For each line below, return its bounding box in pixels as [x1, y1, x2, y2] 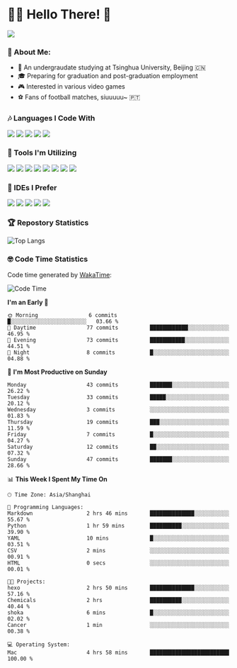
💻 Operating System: [7, 641, 71, 648]
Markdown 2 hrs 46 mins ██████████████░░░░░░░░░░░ [7, 510, 230, 517]
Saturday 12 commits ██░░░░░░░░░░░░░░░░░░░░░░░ [7, 443, 230, 450]
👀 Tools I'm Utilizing [7, 148, 77, 158]
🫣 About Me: [7, 47, 51, 57]
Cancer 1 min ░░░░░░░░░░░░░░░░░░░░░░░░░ [7, 621, 230, 628]
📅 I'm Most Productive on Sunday [7, 367, 108, 376]
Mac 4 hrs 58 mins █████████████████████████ [7, 649, 230, 656]
